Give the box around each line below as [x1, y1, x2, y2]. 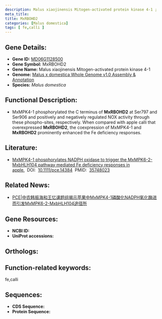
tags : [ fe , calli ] [5, 25, 45, 30]
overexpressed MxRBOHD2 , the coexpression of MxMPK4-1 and [12, 124, 142, 130]
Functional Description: [5, 96, 78, 105]
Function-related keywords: [5, 264, 91, 272]
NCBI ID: [12, 228, 30, 234]
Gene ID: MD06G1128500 [12, 56, 63, 62]
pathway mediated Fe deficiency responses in [38, 161, 130, 168]
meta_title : [5, 12, 29, 17]
